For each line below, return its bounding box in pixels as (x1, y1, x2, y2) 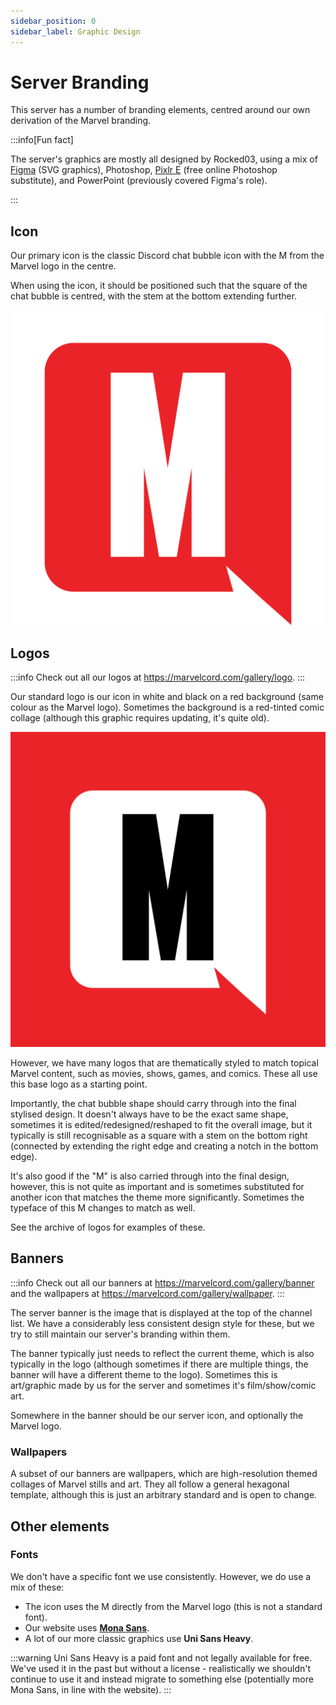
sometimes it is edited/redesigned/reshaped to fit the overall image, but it (10, 1119, 313, 1131)
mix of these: (10, 1581, 65, 1593)
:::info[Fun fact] (10, 134, 74, 146)
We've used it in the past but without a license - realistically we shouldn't (10, 1662, 312, 1674)
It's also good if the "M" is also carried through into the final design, (10, 1170, 290, 1182)
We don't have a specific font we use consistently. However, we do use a (10, 1570, 312, 1582)
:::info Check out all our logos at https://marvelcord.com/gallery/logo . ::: (10, 671, 306, 684)
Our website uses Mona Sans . (24, 1621, 150, 1634)
